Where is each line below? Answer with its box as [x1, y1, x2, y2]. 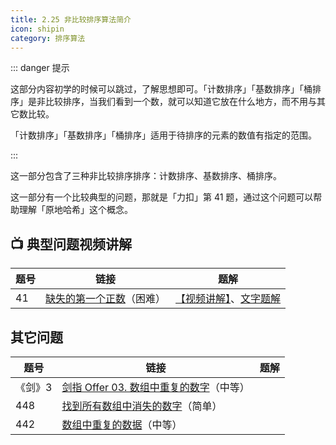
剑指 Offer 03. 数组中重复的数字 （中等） [61, 381, 250, 394]
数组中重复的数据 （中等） [61, 418, 183, 431]
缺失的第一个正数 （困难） [45, 292, 167, 306]
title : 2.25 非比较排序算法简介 [10, 14, 132, 25]
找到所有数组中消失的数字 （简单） [61, 399, 223, 413]
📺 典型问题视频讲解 [10, 236, 132, 253]
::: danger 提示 [10, 62, 70, 74]
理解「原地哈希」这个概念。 [18, 204, 133, 216]
